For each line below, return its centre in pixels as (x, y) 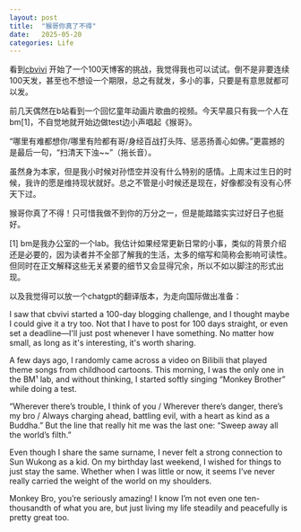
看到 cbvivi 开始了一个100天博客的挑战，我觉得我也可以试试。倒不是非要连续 (150, 69)
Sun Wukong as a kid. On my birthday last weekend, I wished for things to (146, 462)
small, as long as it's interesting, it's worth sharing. (103, 343)
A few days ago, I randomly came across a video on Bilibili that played (138, 360)
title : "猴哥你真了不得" (53, 26)
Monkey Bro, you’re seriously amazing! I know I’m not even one (126, 499)
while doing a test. (43, 389)
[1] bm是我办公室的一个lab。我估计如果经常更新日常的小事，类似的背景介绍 (148, 244)
